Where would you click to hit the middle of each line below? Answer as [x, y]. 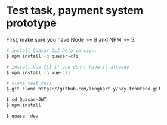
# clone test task [29, 83]
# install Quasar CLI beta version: [52, 51]
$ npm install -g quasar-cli [42, 56]
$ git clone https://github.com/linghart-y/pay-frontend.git [84, 89]
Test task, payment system [75, 10]
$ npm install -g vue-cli [38, 72]
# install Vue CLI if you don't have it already [68, 67]
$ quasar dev [22, 116]
